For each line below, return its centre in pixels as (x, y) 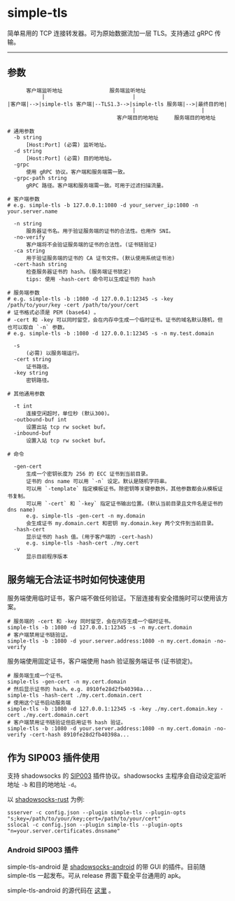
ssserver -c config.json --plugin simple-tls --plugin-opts (97, 813)
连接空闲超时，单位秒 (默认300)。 (69, 413)
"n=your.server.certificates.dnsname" (64, 831)
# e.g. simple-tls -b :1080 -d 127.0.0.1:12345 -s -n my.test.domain (111, 333)
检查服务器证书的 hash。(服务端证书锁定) (78, 272)
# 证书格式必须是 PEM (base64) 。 (53, 312)
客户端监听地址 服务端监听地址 (86, 90)
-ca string (29, 251)
